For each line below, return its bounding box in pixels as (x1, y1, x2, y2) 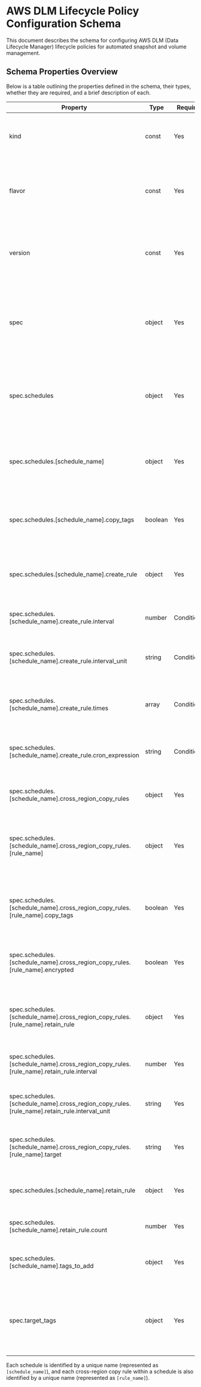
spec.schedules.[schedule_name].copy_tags (9, 516, 135, 524)
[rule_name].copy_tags (9, 911, 74, 919)
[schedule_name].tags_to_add (9, 1261, 94, 1270)
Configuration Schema (6, 17, 121, 31)
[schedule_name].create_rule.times (9, 704, 109, 712)
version (9, 248, 31, 257)
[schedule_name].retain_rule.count (9, 1226, 108, 1234)
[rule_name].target (9, 1150, 62, 1159)
